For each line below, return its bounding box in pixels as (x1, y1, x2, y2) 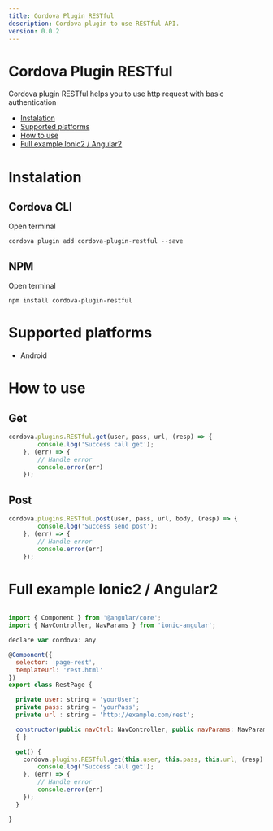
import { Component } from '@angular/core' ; (8, 614, 162, 622)
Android (19, 350, 47, 360)
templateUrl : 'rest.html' (15, 666, 104, 674)
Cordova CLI (8, 200, 73, 214)
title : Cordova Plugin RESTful (8, 11, 115, 20)
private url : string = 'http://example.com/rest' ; (15, 711, 195, 720)
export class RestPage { (8, 681, 93, 690)
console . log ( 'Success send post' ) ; (37, 522, 158, 530)
